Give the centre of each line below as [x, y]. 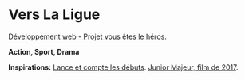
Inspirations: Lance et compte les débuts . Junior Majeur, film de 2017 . [123, 67]
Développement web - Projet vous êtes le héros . [88, 36]
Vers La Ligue [54, 15]
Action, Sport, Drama [44, 51]
